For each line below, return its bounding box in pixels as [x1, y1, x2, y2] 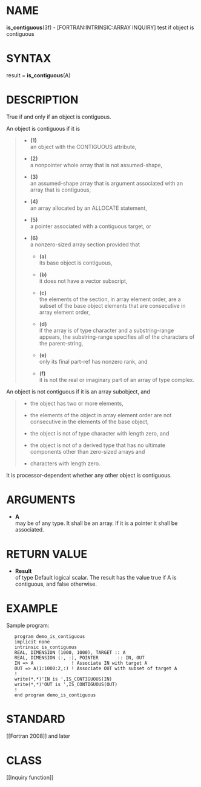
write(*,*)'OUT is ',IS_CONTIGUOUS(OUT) [14, 681, 118, 687]
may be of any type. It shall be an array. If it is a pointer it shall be [15, 519, 178, 527]
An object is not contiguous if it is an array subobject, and [6, 387, 150, 395]
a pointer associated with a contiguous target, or [30, 223, 151, 230]
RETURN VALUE [6, 547, 88, 561]
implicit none [14, 639, 50, 645]
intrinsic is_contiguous [14, 644, 77, 650]
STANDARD [6, 712, 65, 726]
